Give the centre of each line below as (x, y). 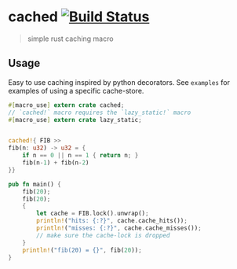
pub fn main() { (35, 184)
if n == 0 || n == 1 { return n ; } (80, 156)
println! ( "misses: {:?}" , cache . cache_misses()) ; (119, 228)
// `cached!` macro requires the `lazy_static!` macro (100, 112)
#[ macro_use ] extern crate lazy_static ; (75, 120)
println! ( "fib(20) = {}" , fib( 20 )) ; (82, 250)
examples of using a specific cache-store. (76, 90)
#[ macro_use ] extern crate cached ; (66, 105)
